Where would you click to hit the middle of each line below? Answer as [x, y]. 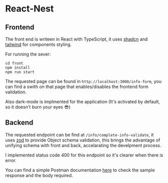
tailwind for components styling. [38, 44]
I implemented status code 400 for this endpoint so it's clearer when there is [84, 155]
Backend [19, 123]
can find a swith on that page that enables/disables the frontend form [77, 86]
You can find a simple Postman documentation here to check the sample [80, 170]
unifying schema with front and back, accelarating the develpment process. [83, 145]
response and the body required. [39, 175]
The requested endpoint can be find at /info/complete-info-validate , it [79, 134]
